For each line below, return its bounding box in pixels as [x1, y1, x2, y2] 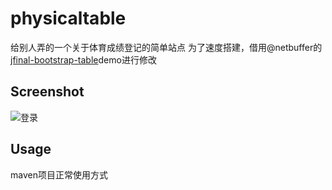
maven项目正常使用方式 [10, 168, 108, 181]
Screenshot [10, 83, 85, 101]
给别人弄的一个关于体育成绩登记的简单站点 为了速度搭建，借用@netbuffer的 [10, 41, 323, 53]
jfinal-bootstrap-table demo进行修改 [10, 53, 157, 66]
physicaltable [10, 7, 127, 30]
